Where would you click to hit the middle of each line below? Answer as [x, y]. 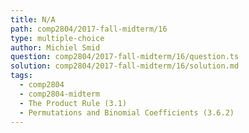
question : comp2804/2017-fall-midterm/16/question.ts [125, 57]
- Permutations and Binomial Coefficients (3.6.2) [127, 112]
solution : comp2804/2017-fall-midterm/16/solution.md [125, 66]
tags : [21, 76]
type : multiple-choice [57, 38]
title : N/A [33, 19]
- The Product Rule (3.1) [73, 103]
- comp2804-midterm [60, 94]
